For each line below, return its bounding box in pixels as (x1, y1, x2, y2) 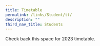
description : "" (5, 17, 40, 22)
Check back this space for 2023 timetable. (5, 36, 96, 42)
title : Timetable (5, 7, 43, 13)
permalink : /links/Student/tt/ (5, 12, 72, 17)
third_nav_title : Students (5, 21, 63, 27)
